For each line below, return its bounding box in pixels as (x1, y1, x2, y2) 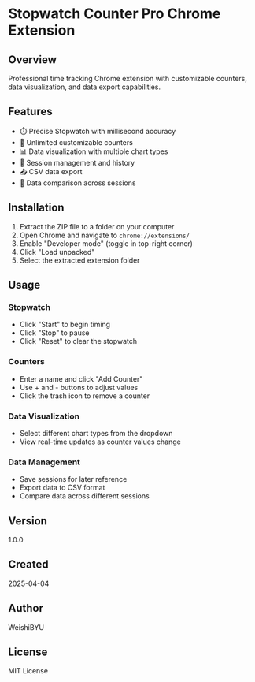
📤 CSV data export (19, 166, 83, 176)
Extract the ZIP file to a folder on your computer (19, 222, 175, 231)
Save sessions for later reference (19, 475, 128, 484)
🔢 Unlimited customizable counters (19, 137, 134, 147)
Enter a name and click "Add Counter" (19, 374, 143, 383)
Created (8, 557, 49, 572)
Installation (8, 201, 65, 214)
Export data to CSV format (19, 483, 105, 493)
